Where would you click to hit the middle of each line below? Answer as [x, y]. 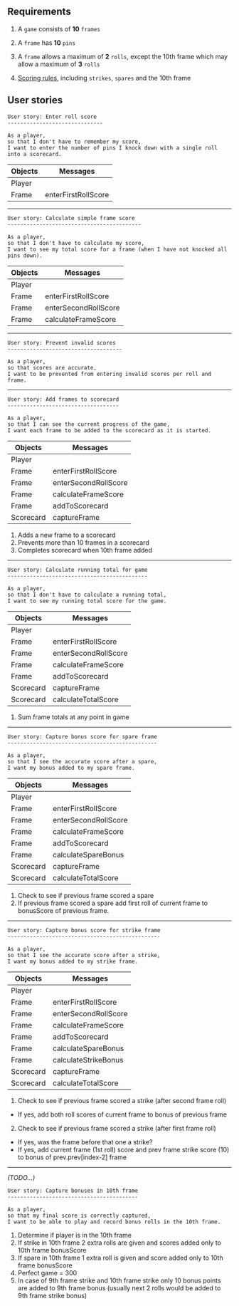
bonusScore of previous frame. [63, 910]
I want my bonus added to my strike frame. [73, 961]
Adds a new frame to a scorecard [67, 535]
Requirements [39, 12]
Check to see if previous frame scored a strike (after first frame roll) [117, 1128]
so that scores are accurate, [52, 367]
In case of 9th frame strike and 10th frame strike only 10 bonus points [119, 1280]
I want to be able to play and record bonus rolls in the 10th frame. [114, 1222]
